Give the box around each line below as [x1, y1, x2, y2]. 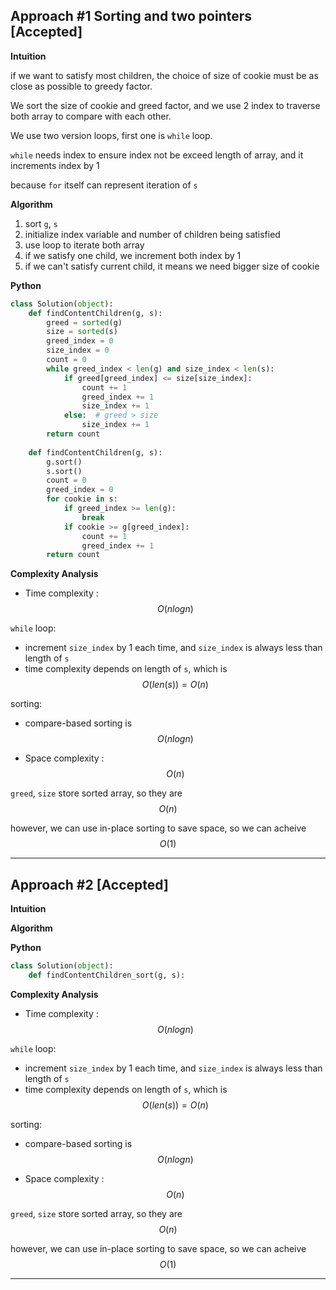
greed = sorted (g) [46, 317, 123, 328]
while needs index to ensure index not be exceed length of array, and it [10, 149, 304, 161]
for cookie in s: [46, 494, 118, 504]
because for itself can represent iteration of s [10, 179, 198, 191]
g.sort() [46, 457, 83, 467]
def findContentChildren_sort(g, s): [28, 970, 186, 980]
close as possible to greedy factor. [10, 80, 153, 92]
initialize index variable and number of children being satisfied [24, 228, 281, 240]
